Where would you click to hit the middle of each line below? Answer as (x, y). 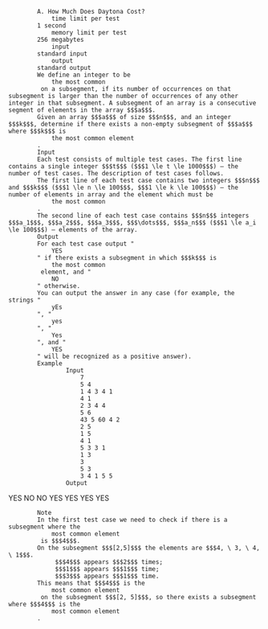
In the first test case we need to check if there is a (132, 520)
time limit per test (85, 18)
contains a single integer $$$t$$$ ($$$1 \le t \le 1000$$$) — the (124, 166)
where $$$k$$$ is (37, 131)
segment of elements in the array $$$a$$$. (82, 110)
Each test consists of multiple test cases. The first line (140, 159)
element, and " (66, 272)
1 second (52, 26)
